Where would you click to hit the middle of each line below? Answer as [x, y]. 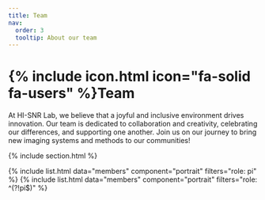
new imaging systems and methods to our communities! [99, 141]
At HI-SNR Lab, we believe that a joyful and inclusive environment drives [126, 115]
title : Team [28, 15]
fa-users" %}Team [72, 94]
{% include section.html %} [53, 156]
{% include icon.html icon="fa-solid [129, 77]
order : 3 [30, 30]
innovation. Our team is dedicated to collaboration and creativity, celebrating [133, 124]
